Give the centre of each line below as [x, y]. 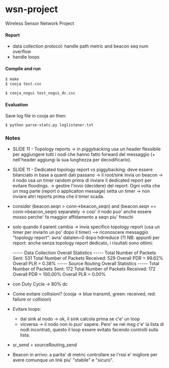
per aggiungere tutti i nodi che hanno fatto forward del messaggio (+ [84, 154]
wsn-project [32, 9]
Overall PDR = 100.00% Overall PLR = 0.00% [59, 274]
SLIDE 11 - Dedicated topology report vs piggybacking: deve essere [82, 170]
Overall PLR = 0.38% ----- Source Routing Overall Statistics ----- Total [86, 264]
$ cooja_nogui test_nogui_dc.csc [40, 93]
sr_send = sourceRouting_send [45, 345]
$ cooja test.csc [23, 84]
